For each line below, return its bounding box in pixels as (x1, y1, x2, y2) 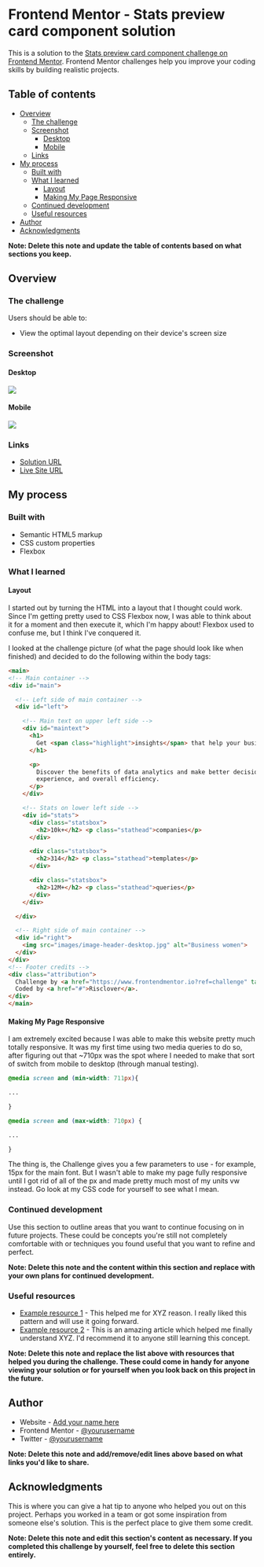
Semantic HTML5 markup (19, 529, 103, 539)
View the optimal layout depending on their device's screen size (19, 329, 227, 338)
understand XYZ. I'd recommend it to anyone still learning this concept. (19, 1333, 251, 1343)
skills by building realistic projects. (8, 64, 119, 74)
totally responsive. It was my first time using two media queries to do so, (8, 1043, 243, 1052)
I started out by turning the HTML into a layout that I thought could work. (8, 603, 243, 612)
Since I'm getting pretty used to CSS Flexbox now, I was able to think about (8, 611, 251, 620)
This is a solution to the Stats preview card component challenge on (8, 48, 228, 57)
